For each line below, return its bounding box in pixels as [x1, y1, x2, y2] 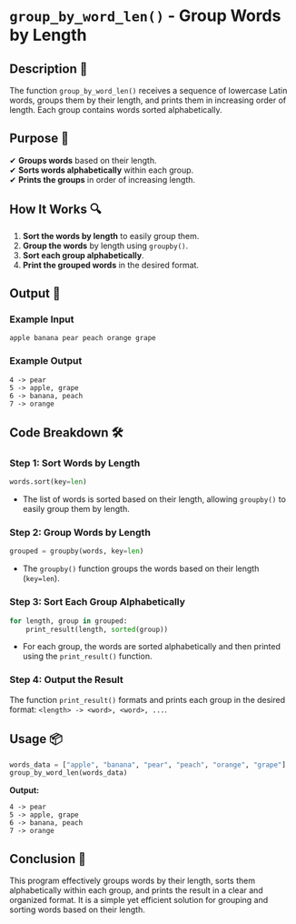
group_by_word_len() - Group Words [9, 5, 281, 26]
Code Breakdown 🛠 [9, 425, 124, 440]
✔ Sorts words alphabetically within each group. [9, 165, 194, 176]
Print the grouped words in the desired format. [22, 259, 200, 270]
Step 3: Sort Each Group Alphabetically [9, 596, 186, 608]
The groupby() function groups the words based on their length [22, 563, 260, 574]
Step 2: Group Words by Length [9, 527, 152, 539]
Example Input [9, 313, 74, 326]
